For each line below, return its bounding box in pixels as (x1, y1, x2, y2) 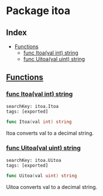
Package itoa (6, 4, 71, 18)
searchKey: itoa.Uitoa (6, 157, 61, 163)
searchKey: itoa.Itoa (6, 103, 59, 109)
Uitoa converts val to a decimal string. (6, 183, 98, 190)
